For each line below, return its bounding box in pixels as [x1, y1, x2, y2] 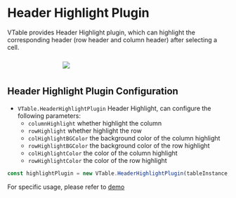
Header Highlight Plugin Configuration [7, 86, 179, 98]
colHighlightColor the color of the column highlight [27, 149, 178, 157]
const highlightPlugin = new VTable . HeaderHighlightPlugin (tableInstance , [7, 170, 231, 177]
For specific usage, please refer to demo [7, 183, 125, 191]
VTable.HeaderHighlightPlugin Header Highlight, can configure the [17, 104, 212, 112]
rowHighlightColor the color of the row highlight [27, 156, 167, 164]
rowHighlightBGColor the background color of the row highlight [27, 141, 210, 150]
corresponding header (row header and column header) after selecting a [7, 35, 218, 44]
